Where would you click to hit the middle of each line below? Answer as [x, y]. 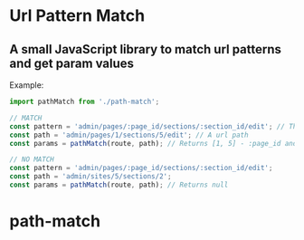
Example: [27, 85]
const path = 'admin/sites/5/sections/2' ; [90, 177]
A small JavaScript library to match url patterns [146, 49]
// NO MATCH [32, 159]
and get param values [71, 63]
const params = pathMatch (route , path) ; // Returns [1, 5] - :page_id [145, 143]
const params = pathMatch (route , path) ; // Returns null [119, 185]
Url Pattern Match [77, 16]
